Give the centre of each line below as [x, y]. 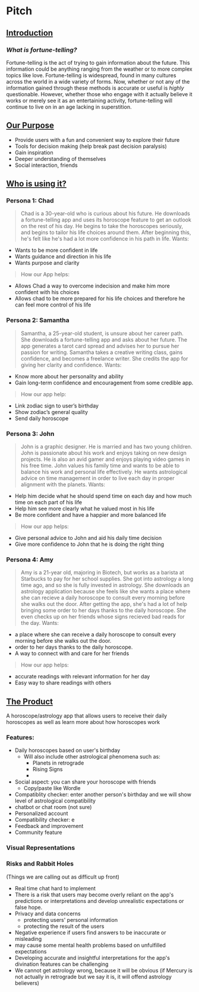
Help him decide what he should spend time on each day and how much [103, 496]
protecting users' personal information [70, 920]
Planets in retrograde [58, 763]
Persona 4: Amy [30, 560]
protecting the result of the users [64, 926]
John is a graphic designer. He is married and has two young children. [106, 446]
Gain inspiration [34, 152]
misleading [28, 939]
